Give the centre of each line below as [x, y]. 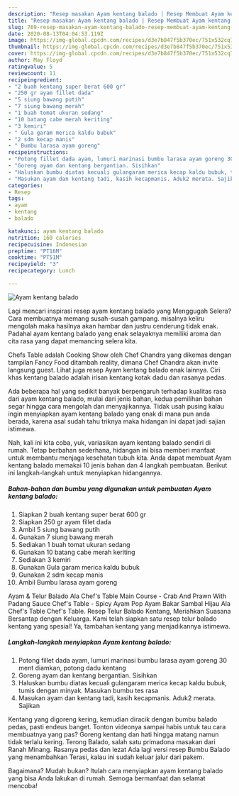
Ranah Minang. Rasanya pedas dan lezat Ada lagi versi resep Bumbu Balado [119, 749]
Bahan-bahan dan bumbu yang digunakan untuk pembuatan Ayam [110, 489]
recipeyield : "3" [34, 264]
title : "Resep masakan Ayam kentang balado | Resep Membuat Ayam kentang [119, 21]
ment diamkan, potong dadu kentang [72, 668]
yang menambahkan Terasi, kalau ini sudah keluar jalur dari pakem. [106, 757]
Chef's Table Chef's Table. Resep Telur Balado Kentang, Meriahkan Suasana [119, 611]
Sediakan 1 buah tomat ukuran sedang [74, 544]
